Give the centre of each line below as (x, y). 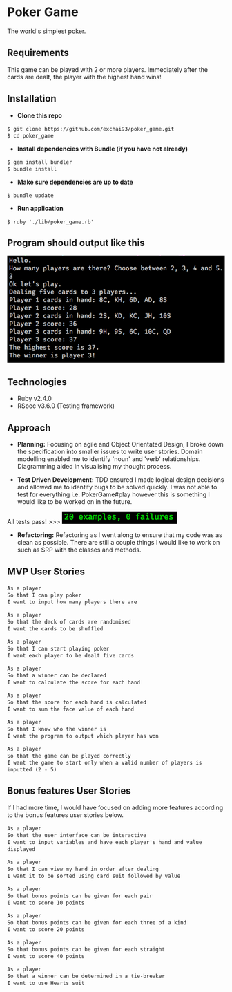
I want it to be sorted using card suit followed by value (94, 876)
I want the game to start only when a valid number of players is (105, 763)
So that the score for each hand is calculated (77, 702)
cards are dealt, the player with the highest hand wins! (85, 77)
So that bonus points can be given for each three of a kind (97, 923)
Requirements (38, 53)
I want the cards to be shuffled (55, 629)
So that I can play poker (44, 595)
